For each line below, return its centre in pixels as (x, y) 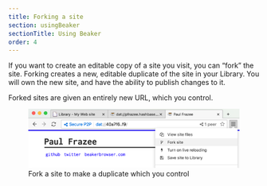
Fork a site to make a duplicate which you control (109, 173)
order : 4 (23, 42)
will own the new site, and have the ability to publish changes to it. (117, 83)
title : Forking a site (46, 17)
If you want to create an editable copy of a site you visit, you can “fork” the (131, 66)
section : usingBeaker (44, 25)
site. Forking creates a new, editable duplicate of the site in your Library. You (134, 74)
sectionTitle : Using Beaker (55, 33)
